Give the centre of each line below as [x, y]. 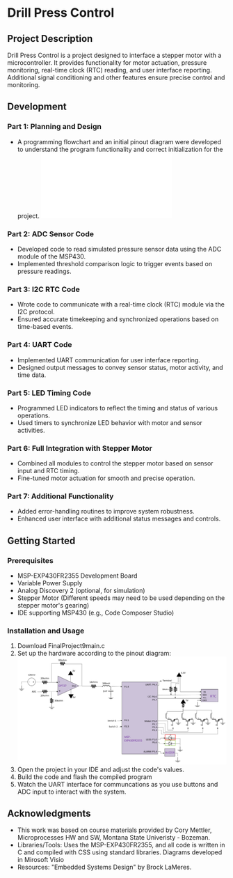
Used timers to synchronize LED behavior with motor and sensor [110, 422]
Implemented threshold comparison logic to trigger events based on [115, 263]
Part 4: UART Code [40, 345]
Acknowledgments [49, 814]
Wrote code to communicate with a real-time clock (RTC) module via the [121, 305]
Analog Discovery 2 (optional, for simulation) [81, 591]
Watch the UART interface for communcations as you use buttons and [118, 784]
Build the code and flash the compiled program [85, 777]
